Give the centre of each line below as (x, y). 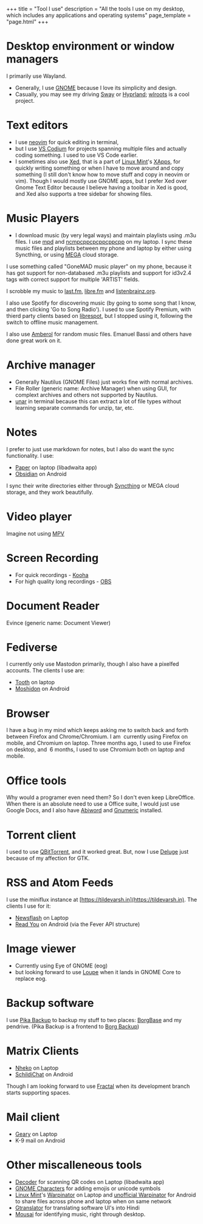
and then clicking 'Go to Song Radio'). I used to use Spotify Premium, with (99, 309)
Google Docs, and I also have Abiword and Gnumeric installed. (84, 811)
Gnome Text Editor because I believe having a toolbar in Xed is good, (101, 187)
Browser (28, 713)
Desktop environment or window (91, 47)
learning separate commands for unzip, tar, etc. (75, 407)
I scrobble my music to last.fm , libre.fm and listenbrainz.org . (81, 291)
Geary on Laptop (36, 1134)
